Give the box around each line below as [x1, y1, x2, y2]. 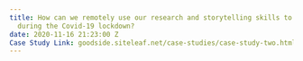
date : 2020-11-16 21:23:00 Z [9, 30, 119, 39]
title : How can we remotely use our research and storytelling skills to [9, 13, 293, 22]
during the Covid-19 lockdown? [17, 22, 135, 30]
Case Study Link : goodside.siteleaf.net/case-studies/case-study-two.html [9, 38, 297, 48]
